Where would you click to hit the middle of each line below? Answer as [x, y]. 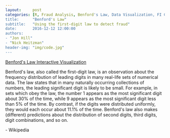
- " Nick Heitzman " [25, 43]
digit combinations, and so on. [37, 120]
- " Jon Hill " [19, 38]
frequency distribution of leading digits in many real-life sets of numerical [82, 77]
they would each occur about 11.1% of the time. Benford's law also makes [81, 109]
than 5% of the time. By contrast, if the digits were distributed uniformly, [80, 104]
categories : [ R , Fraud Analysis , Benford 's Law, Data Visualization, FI [83, 15]
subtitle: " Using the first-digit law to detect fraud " [68, 24]
